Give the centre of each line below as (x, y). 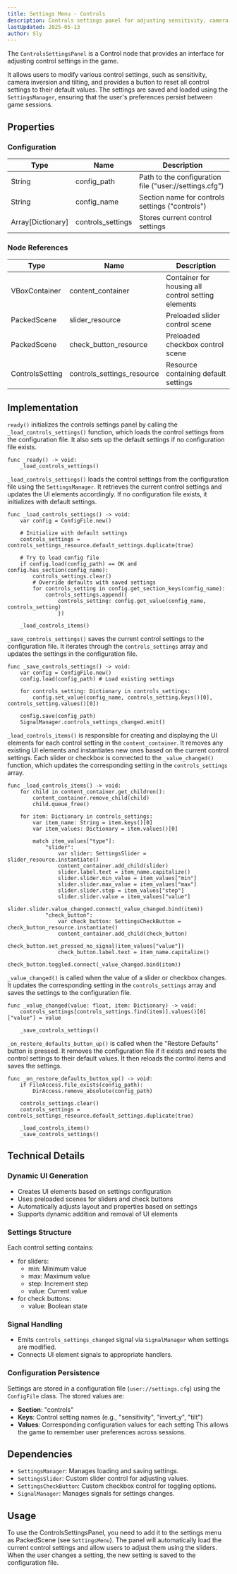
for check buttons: (44, 1299)
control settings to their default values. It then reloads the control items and (117, 1059)
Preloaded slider (193, 316)
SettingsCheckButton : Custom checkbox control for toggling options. (117, 1486)
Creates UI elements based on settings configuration (94, 1191)
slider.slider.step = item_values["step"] (121, 891)
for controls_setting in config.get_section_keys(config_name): (129, 589)
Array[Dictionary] (40, 221)
